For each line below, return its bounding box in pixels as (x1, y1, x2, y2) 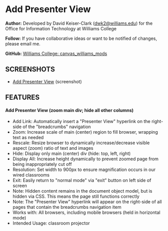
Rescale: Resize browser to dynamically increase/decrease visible (12, 140, 150, 146)
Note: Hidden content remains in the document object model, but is (12, 188, 152, 194)
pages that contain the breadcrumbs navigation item (12, 204, 122, 210)
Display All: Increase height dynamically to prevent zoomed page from (12, 156, 159, 162)
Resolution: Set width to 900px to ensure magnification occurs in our (12, 166, 156, 172)
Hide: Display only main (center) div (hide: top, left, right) (12, 150, 131, 157)
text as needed (12, 135, 44, 141)
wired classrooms (12, 172, 49, 178)
